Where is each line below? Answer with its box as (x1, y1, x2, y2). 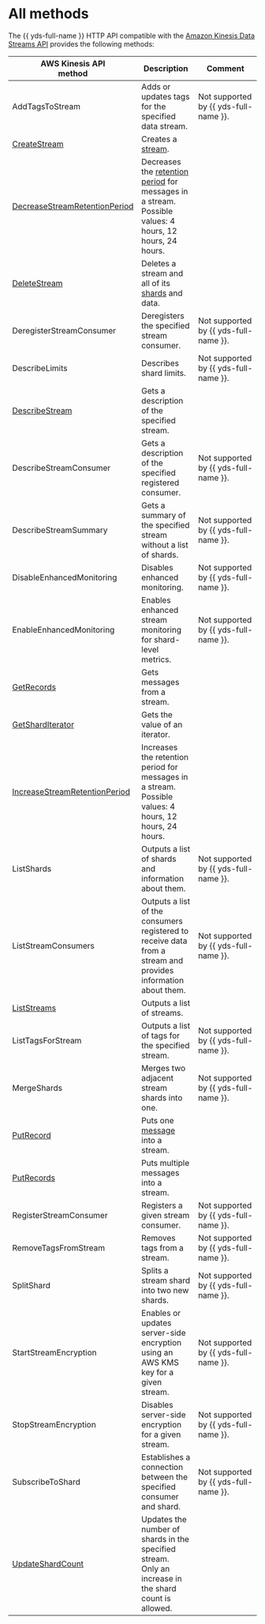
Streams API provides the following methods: (8, 39, 155, 48)
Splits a (141, 1265, 169, 1276)
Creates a (141, 133, 177, 145)
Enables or (141, 1307, 181, 1318)
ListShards (12, 863, 52, 874)
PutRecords (12, 1172, 56, 1183)
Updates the (141, 1513, 187, 1524)
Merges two (141, 1062, 186, 1073)
